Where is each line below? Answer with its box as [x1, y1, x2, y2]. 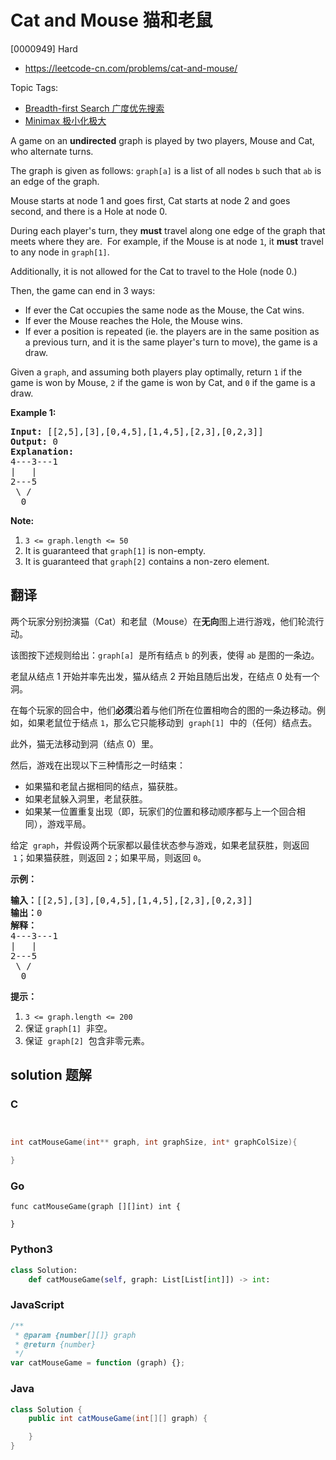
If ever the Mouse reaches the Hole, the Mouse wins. [24, 314, 243, 326]
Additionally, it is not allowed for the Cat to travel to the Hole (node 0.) [10, 265, 298, 277]
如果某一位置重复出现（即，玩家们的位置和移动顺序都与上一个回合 [24, 805, 297, 817]
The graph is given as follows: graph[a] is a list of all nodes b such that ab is [10, 164, 322, 176]
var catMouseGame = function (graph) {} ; [10, 1358, 186, 1368]
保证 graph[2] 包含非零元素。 [24, 1034, 150, 1046]
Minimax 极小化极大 [24, 114, 107, 126]
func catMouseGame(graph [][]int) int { [10, 1202, 182, 1212]
